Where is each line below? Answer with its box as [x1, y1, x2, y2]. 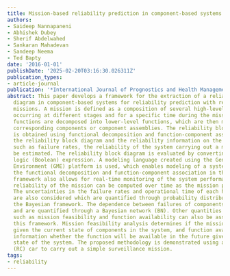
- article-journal [7, 80, 60, 87]
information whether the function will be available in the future [13, 233, 210, 240]
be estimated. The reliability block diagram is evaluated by [13, 150, 194, 158]
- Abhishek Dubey [7, 29, 57, 36]
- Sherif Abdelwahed [7, 36, 66, 42]
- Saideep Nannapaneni [7, 23, 72, 29]
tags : [7, 252, 23, 259]
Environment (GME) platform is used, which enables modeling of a [13, 162, 207, 170]
